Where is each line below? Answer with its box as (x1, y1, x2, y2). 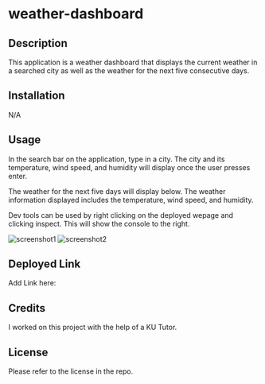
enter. (8, 171, 28, 180)
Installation (8, 89, 65, 103)
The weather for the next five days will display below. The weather (8, 186, 226, 196)
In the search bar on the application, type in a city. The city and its (8, 154, 225, 164)
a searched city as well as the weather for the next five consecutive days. (8, 66, 250, 76)
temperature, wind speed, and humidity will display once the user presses (8, 162, 251, 172)
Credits (8, 301, 46, 315)
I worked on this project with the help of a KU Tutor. (8, 323, 177, 332)
